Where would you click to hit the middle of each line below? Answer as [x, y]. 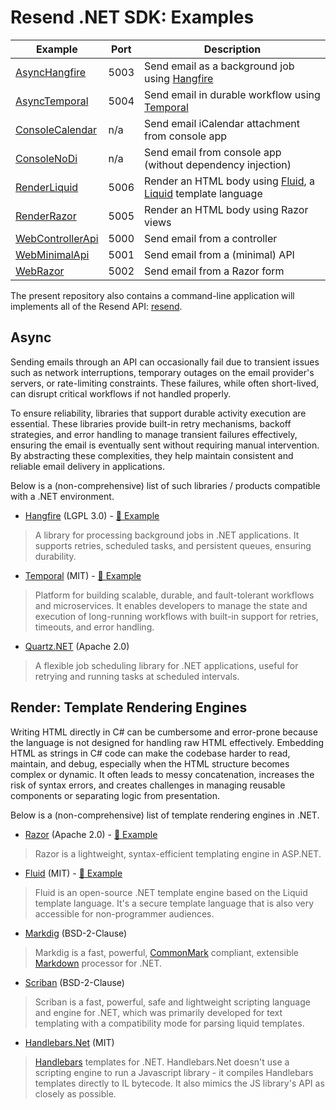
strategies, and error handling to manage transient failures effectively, [154, 434]
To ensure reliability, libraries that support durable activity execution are [158, 413]
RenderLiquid [47, 187]
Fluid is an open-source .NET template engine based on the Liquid [171, 892]
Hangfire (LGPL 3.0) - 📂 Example [92, 515]
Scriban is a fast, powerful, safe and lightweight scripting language [172, 1002]
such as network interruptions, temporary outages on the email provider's [162, 372]
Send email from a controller [211, 238]
